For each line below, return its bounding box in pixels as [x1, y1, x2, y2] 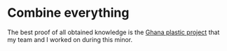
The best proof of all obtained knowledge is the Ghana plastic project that [7, 28, 220, 36]
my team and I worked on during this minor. [7, 35, 133, 43]
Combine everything [7, 5, 130, 21]
